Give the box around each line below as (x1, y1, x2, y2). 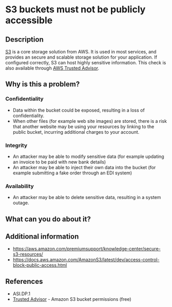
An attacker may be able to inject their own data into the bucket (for (12, 164, 156, 170)
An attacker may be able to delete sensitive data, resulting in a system (12, 194, 161, 201)
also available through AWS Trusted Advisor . (5, 65, 100, 71)
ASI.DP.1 (12, 291, 31, 297)
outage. (12, 200, 29, 206)
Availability (5, 183, 34, 190)
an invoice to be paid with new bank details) (12, 158, 106, 165)
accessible (5, 14, 53, 26)
